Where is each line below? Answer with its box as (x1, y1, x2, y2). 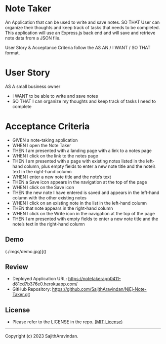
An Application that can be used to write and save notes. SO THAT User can (5, 19, 160, 25)
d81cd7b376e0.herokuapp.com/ (12, 281, 78, 287)
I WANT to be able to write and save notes (12, 93, 98, 99)
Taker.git (12, 292, 31, 298)
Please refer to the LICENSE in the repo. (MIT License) (12, 319, 123, 325)
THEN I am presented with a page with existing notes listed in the (12, 158, 145, 164)
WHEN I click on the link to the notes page (12, 153, 98, 158)
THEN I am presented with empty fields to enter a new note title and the (12, 216, 159, 222)
